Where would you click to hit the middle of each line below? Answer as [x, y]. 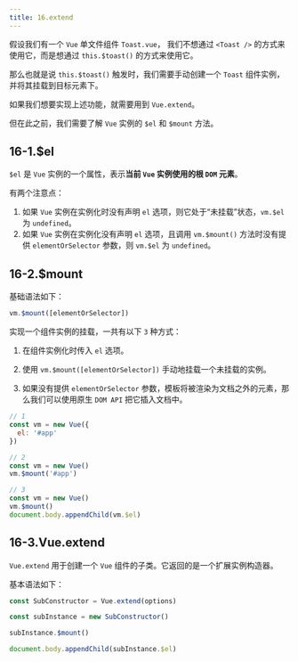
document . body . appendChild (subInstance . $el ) [93, 650]
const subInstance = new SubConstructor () [89, 617]
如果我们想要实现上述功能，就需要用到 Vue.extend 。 [105, 104]
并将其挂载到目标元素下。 [56, 85]
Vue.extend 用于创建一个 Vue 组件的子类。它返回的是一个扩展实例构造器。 [144, 565]
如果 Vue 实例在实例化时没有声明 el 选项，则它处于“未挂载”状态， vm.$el [153, 212]
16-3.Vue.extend [57, 543]
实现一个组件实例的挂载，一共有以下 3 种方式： [96, 331]
